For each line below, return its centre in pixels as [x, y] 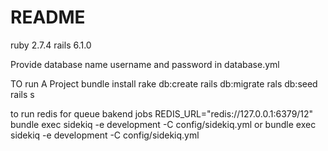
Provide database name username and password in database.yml [145, 64]
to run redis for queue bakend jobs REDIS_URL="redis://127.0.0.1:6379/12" [162, 113]
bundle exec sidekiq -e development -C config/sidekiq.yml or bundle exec [163, 124]
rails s [22, 94]
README [48, 17]
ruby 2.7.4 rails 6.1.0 [51, 45]
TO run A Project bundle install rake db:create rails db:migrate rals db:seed [164, 83]
